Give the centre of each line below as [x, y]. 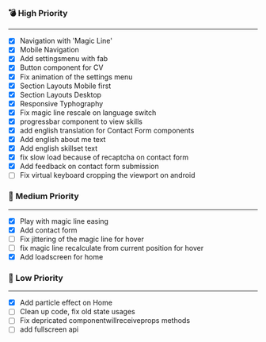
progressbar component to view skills [81, 121]
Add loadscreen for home [61, 256]
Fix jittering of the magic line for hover [82, 239]
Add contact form [48, 230]
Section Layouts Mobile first [65, 86]
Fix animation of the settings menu [76, 77]
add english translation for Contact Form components [107, 130]
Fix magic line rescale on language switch [88, 112]
